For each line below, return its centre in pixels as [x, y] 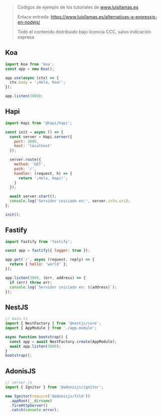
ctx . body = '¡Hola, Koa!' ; [38, 82]
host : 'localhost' [33, 146]
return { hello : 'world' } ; [39, 264]
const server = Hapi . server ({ [41, 137]
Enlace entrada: [33, 17]
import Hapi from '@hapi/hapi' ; [39, 123]
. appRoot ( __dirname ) [31, 401]
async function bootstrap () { [37, 337]
